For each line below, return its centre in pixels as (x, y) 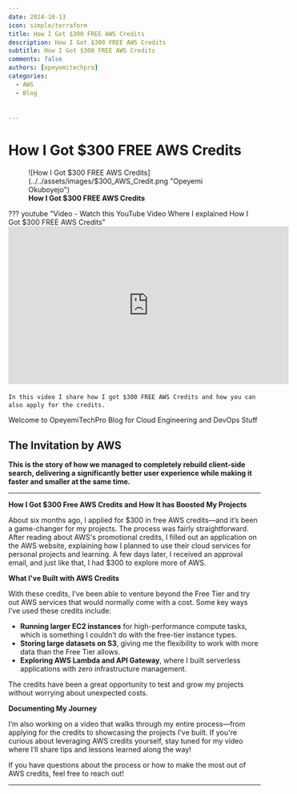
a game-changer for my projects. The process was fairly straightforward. (129, 528)
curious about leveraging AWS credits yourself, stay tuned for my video (126, 741)
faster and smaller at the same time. (69, 482)
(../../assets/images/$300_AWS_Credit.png (98, 181)
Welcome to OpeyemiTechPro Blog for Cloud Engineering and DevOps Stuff (133, 420)
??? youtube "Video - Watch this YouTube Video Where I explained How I (128, 214)
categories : (28, 76)
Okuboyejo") (49, 190)
